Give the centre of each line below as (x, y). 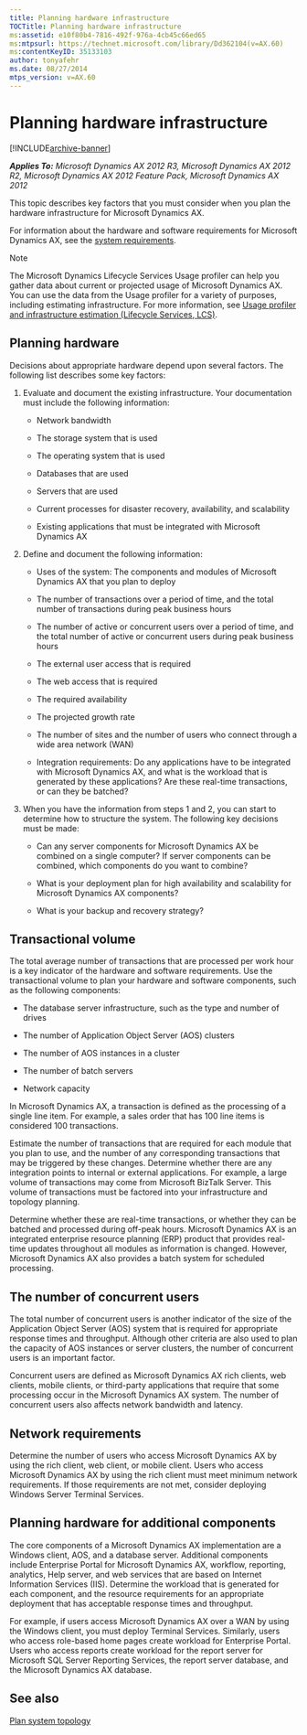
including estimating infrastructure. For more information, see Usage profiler (153, 305)
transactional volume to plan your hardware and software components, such (153, 980)
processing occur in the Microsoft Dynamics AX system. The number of (144, 1395)
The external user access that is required (114, 663)
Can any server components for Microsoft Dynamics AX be (147, 846)
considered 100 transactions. (64, 1126)
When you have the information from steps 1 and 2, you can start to (149, 809)
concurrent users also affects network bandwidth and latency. (127, 1405)
